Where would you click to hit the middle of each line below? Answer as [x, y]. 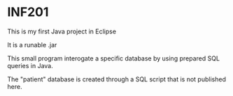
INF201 [28, 12]
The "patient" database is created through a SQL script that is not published [116, 79]
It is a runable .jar [32, 45]
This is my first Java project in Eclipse [62, 31]
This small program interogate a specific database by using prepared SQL [114, 58]
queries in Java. [30, 65]
